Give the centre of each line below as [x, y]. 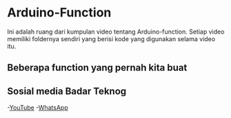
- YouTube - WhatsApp [38, 108]
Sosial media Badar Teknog [67, 91]
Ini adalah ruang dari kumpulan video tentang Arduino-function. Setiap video [116, 32]
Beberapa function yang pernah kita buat [97, 68]
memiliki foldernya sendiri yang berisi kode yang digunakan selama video [111, 38]
